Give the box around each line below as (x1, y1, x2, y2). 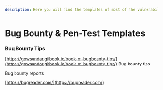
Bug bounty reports (5, 70, 44, 76)
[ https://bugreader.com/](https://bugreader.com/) (5, 80, 104, 86)
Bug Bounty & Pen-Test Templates (5, 27, 146, 39)
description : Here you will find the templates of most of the (5, 7, 136, 12)
